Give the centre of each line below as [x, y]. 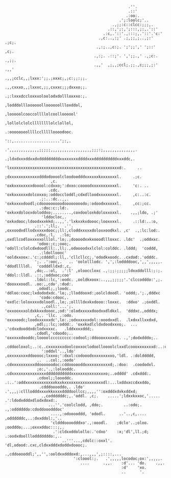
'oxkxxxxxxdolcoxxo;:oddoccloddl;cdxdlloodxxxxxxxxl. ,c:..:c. [78, 195]
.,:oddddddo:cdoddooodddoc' [35, 409]
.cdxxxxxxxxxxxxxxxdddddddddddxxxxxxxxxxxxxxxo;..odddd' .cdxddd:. [78, 374]
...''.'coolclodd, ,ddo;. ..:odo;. [95, 405]
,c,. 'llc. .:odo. [54, 315]
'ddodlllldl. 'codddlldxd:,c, [38, 266]
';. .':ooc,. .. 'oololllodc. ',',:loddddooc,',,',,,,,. [99, 262]
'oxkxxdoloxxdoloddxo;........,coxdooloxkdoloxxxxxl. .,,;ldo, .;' [81, 213]
